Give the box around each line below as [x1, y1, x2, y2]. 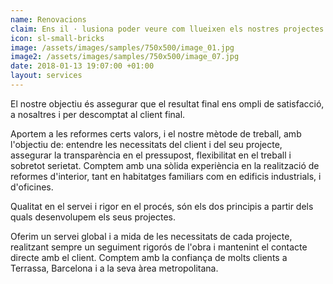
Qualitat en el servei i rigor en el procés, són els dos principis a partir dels [10, 200, 314, 212]
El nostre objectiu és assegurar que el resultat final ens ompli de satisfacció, [10, 97, 325, 110]
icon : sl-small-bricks [10, 33, 105, 43]
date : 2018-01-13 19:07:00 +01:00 [10, 61, 155, 71]
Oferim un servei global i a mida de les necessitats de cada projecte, [10, 230, 293, 242]
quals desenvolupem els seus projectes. [10, 211, 176, 223]
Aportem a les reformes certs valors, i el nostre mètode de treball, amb [10, 127, 302, 140]
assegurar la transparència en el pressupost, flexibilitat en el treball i [10, 149, 292, 161]
